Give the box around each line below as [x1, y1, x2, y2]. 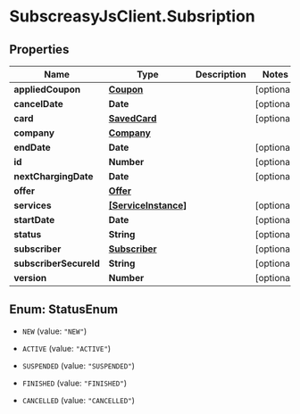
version [13, 272, 47, 284]
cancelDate [13, 98, 64, 110]
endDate [13, 141, 51, 153]
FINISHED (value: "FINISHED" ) [21, 377, 128, 388]
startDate [13, 214, 55, 226]
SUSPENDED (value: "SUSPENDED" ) [21, 360, 136, 371]
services [13, 199, 52, 211]
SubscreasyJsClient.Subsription [9, 6, 256, 27]
